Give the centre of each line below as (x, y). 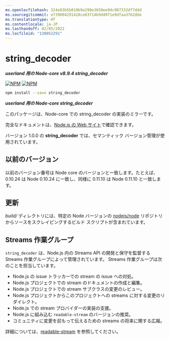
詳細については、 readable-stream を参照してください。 (63, 332)
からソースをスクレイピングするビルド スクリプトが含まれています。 (77, 222)
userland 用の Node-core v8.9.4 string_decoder (57, 73)
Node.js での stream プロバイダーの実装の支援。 (63, 308)
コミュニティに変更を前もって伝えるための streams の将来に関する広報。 (89, 321)
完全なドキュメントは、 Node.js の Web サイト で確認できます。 (71, 124)
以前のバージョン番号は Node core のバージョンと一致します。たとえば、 (82, 173)
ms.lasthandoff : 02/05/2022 (35, 29)
